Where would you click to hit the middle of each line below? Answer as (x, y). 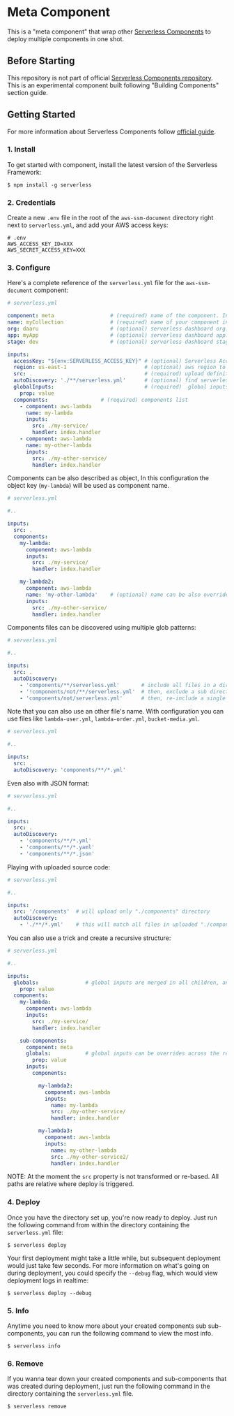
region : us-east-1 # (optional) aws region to (120, 368)
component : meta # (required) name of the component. (113, 316)
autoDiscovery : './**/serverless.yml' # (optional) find (106, 381)
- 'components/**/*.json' (57, 853)
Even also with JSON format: (48, 783)
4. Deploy (24, 1202)
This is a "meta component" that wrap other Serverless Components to (109, 31)
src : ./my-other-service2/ (90, 1157)
